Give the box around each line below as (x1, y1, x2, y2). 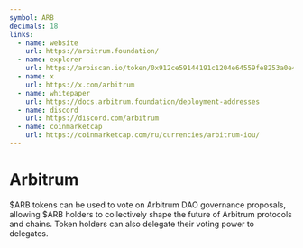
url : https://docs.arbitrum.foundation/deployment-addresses (25, 96, 260, 106)
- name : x (17, 72, 54, 81)
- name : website (17, 38, 78, 48)
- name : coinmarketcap (17, 123, 103, 132)
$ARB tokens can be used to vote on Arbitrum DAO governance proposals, (9, 199, 287, 210)
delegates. (9, 227, 49, 239)
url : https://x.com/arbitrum (25, 80, 135, 89)
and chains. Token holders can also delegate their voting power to (9, 218, 255, 229)
